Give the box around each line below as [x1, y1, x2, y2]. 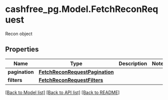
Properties [5, 45, 39, 53]
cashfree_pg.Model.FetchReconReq [5, 3, 158, 15]
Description [118, 60, 147, 67]
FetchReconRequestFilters [38, 76, 103, 83]
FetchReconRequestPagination [38, 68, 114, 75]
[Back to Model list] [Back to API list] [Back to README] [5, 89, 120, 95]
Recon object [5, 30, 32, 36]
